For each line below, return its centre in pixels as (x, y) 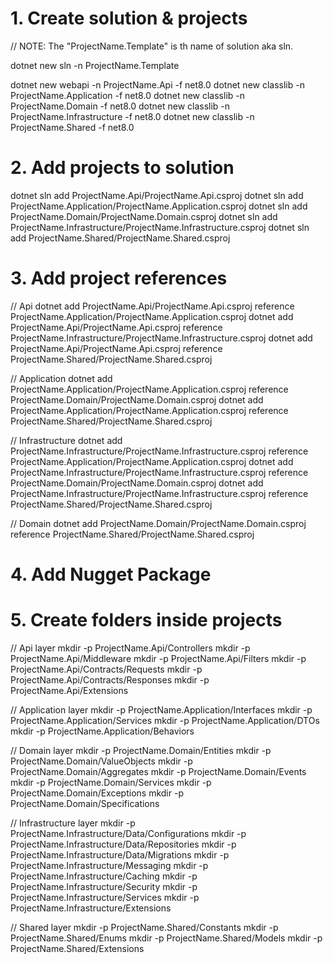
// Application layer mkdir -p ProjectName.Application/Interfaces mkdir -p (161, 709)
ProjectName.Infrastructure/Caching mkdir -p (104, 876)
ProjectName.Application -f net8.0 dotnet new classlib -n (127, 95)
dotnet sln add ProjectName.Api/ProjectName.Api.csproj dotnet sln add (157, 195)
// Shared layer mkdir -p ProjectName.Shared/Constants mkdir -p (144, 927)
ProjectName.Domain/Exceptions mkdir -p (97, 793)
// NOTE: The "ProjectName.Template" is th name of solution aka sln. (152, 46)
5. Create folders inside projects (146, 620)
